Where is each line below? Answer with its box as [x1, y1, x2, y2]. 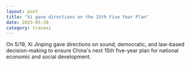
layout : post [6, 8, 38, 15]
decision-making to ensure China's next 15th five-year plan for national [6, 47, 179, 54]
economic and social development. [6, 53, 91, 60]
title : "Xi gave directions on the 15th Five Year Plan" [6, 14, 149, 20]
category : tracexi [6, 25, 51, 31]
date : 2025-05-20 [6, 19, 49, 25]
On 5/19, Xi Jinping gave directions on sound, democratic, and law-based [6, 41, 185, 48]
